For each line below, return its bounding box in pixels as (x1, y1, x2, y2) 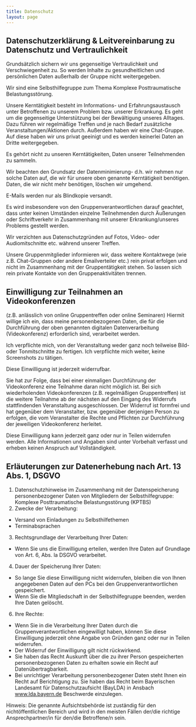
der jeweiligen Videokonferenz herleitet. (6, 421, 103, 428)
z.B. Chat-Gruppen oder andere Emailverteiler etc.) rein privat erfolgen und (6, 258, 188, 265)
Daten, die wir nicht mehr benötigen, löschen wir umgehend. (6, 181, 153, 188)
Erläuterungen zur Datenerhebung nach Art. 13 (6, 461, 181, 471)
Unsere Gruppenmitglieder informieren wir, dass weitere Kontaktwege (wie (6, 251, 187, 258)
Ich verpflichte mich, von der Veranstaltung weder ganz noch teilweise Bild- (6, 341, 190, 349)
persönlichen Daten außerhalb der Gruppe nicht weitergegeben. (6, 73, 161, 80)
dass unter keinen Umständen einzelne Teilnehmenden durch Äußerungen (6, 209, 186, 217)
